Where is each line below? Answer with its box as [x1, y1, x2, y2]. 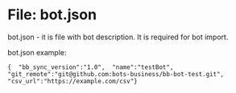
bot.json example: [7, 47, 67, 57]
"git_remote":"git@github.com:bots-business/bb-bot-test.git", [7, 70, 225, 78]
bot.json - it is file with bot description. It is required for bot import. [7, 32, 229, 42]
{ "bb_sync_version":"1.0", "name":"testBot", [7, 63, 174, 71]
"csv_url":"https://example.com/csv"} [7, 77, 138, 85]
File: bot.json [7, 6, 97, 24]
